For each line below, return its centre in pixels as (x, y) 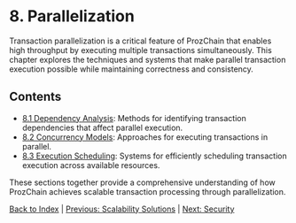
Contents (35, 97)
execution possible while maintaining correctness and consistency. (132, 69)
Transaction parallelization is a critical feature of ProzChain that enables (140, 41)
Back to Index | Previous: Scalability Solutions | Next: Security (122, 209)
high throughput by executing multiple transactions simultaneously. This (140, 50)
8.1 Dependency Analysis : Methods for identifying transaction (134, 118)
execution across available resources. (91, 165)
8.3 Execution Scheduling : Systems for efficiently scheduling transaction (155, 156)
